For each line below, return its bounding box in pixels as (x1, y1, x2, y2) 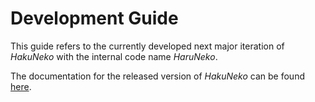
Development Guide (10, 7, 179, 30)
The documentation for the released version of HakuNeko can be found (10, 70, 305, 82)
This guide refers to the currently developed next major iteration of (10, 40, 285, 52)
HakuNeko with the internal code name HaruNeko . (10, 50, 218, 62)
